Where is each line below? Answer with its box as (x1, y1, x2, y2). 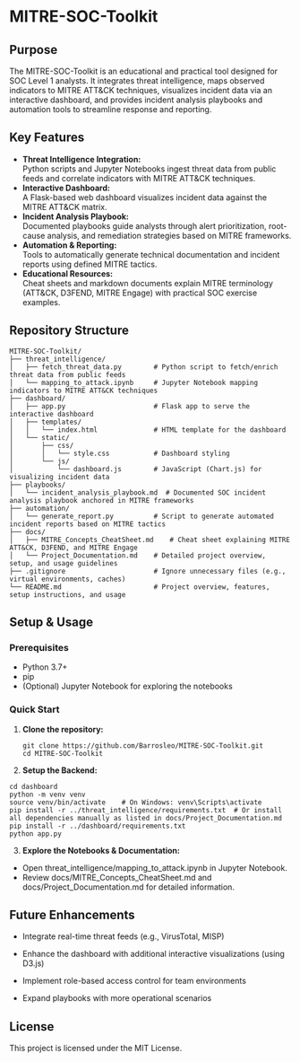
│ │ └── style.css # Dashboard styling (9, 449, 230, 458)
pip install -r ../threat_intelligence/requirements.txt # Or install (9, 805, 282, 814)
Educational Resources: (21, 268, 114, 279)
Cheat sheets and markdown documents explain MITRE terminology (21, 277, 273, 288)
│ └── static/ (9, 433, 70, 442)
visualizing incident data (9, 472, 110, 481)
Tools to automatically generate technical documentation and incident (21, 249, 280, 259)
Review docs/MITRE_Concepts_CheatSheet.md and (21, 872, 212, 882)
